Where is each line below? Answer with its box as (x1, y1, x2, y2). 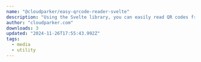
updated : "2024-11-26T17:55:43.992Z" (6, 31, 100, 37)
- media (11, 42, 31, 48)
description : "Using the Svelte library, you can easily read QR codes (6, 14, 188, 20)
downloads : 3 (6, 25, 39, 31)
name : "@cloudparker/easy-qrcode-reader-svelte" (6, 8, 130, 15)
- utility (11, 47, 36, 53)
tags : (6, 36, 20, 42)
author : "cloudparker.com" (6, 19, 74, 25)
